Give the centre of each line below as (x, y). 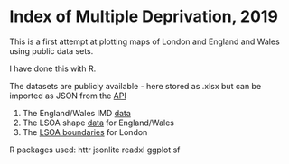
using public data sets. (51, 50)
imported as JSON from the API (68, 96)
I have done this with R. (53, 68)
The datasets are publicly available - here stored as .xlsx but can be (135, 86)
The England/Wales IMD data (76, 113)
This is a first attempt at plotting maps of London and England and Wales (144, 41)
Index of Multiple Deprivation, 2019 (144, 17)
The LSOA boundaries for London (85, 132)
